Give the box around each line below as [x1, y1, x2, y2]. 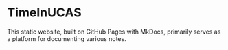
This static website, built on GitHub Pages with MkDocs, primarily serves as [7, 27, 221, 36]
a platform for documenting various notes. [7, 34, 126, 42]
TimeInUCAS [7, 5, 82, 21]
